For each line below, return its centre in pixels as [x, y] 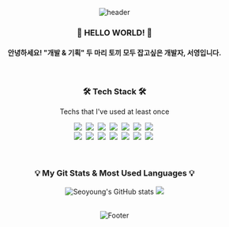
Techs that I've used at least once [114, 112]
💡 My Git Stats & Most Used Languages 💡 [114, 173]
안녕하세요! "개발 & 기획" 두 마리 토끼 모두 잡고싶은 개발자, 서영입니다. [114, 52]
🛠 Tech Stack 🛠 [114, 92]
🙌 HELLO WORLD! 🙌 [114, 32]
